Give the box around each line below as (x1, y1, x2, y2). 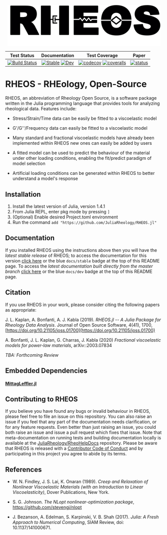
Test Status (9, 52, 34, 58)
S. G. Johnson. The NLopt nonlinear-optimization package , (12, 499, 134, 505)
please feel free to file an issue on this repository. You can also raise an (5, 413, 152, 420)
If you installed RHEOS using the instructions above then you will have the (5, 247, 157, 253)
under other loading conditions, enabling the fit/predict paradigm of (12, 155, 151, 161)
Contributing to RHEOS (5, 395, 78, 403)
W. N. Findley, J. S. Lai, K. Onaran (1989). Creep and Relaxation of (12, 478, 148, 485)
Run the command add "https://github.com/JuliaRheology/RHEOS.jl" (12, 219, 157, 225)
